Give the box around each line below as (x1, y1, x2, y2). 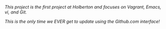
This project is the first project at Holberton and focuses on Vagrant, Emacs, (4, 4, 162, 10)
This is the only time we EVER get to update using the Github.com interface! (4, 19, 160, 24)
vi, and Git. (4, 9, 27, 15)
